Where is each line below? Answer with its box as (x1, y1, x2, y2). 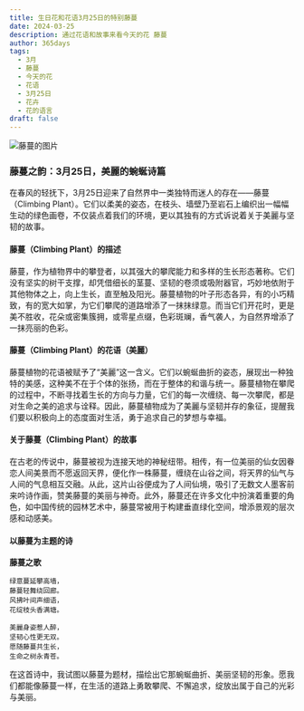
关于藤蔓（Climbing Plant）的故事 (9, 434, 138, 445)
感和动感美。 (9, 513, 57, 524)
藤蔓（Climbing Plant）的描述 (9, 244, 122, 255)
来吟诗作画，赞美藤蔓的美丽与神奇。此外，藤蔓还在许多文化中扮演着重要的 (9, 490, 287, 501)
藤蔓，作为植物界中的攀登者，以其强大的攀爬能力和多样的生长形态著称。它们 (9, 265, 295, 276)
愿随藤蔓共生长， (9, 642, 64, 652)
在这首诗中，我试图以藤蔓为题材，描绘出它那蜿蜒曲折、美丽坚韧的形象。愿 (9, 669, 287, 680)
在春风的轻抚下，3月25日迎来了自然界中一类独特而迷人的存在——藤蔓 (9, 187, 270, 198)
